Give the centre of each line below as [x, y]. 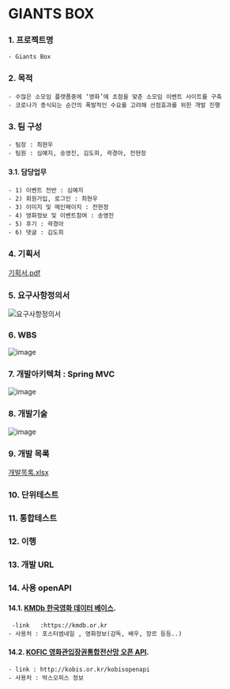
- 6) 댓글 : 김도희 [36, 233]
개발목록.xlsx [28, 473]
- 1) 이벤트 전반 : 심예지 [46, 191]
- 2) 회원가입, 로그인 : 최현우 [53, 199]
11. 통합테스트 [33, 518]
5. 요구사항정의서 [39, 295]
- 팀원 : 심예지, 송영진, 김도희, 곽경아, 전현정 [77, 154]
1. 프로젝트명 [31, 40]
